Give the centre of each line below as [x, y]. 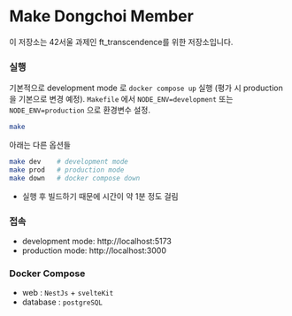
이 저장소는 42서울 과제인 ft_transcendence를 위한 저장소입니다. [121, 42]
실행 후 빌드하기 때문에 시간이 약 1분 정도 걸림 [100, 196]
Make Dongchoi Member [102, 16]
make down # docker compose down [75, 178]
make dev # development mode [69, 162]
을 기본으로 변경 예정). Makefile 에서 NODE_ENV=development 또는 [121, 99]
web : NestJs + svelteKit [68, 293]
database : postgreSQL [62, 302]
